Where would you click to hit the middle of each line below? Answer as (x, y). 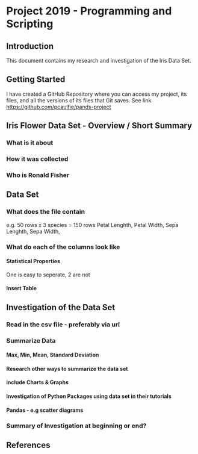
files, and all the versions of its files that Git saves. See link (79, 100)
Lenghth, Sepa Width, (33, 231)
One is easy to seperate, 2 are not (48, 275)
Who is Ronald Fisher (38, 175)
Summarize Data (31, 340)
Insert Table (22, 288)
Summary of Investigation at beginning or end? (76, 426)
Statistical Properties (33, 261)
